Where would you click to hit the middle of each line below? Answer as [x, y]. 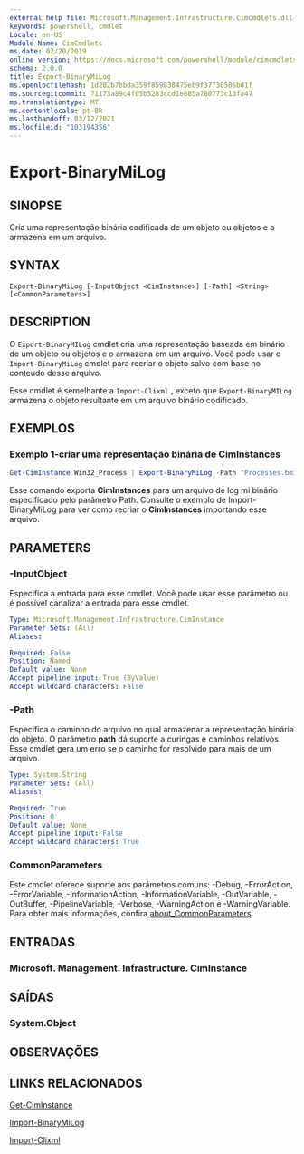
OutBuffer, [28, 904]
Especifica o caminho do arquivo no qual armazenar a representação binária [152, 730]
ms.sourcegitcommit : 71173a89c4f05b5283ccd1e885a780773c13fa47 [131, 93]
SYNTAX [35, 265]
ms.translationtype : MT [54, 102]
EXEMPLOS [42, 428]
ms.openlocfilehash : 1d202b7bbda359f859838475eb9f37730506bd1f [131, 85]
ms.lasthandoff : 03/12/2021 [62, 119]
